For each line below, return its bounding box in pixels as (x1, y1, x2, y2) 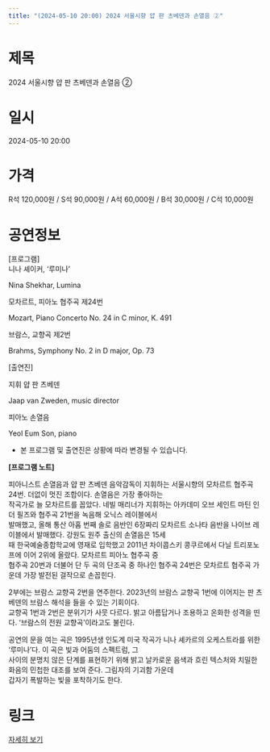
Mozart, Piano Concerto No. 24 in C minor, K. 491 (8, 313, 172, 323)
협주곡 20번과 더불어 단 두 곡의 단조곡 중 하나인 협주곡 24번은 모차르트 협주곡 (8, 560, 251, 570)
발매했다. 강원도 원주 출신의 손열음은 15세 (35, 530, 167, 540)
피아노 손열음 (8, 412, 50, 422)
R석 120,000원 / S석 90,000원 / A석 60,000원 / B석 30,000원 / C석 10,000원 (8, 194, 254, 204)
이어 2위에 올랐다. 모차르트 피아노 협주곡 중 (23, 550, 159, 560)
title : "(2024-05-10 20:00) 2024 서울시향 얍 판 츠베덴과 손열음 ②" (8, 11, 224, 20)
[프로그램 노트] (8, 462, 55, 472)
